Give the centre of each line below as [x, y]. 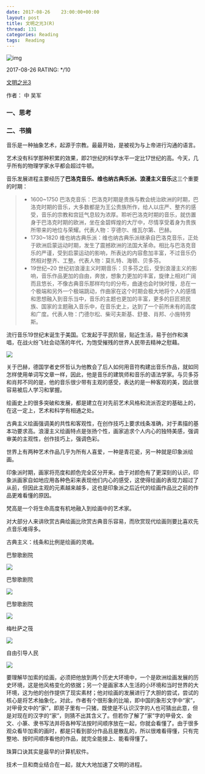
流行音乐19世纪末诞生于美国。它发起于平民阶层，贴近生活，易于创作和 [95, 335]
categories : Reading [33, 35]
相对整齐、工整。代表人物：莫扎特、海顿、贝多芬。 [100, 261]
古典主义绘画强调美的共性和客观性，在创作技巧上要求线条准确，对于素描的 [100, 423]
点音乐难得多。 [25, 529]
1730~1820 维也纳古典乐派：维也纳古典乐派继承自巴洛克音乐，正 [112, 238]
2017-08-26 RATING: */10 [38, 70]
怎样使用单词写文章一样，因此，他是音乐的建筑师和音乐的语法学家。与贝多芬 [103, 374]
